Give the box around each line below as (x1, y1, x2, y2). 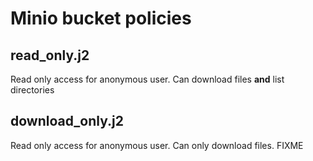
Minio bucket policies (10, 7, 192, 30)
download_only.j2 (10, 113, 124, 130)
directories (10, 84, 55, 96)
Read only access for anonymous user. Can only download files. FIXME (10, 139, 304, 151)
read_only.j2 (10, 47, 90, 64)
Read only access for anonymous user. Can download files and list (10, 73, 285, 85)
